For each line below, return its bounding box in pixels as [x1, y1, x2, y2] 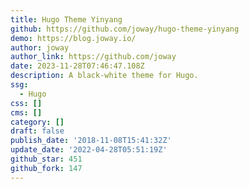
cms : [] [10, 107, 43, 118]
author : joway [10, 42, 70, 53]
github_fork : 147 [10, 163, 83, 173]
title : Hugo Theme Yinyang [10, 14, 123, 25]
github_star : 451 [10, 154, 83, 164]
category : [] [10, 117, 65, 127]
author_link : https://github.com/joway [10, 52, 177, 62]
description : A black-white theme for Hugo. [10, 71, 199, 81]
